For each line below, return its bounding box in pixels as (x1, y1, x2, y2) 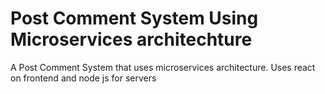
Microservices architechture (10, 28, 253, 51)
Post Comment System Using (10, 7, 259, 30)
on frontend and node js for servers (10, 72, 157, 84)
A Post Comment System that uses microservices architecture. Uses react (10, 61, 316, 73)
